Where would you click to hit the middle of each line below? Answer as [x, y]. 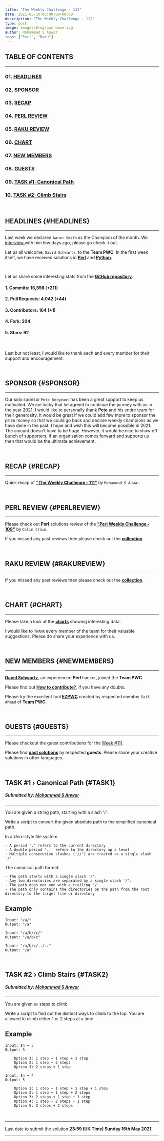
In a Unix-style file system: [32, 836]
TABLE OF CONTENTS [39, 57]
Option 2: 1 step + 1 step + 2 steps [52, 1092]
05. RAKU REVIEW [27, 129]
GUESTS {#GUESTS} [37, 727]
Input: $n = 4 [20, 1075]
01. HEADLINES [24, 77]
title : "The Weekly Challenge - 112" [43, 10]
